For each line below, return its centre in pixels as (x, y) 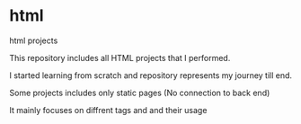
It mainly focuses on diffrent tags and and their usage (108, 110)
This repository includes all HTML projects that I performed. (120, 58)
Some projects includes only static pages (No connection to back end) (140, 93)
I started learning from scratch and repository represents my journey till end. (151, 75)
